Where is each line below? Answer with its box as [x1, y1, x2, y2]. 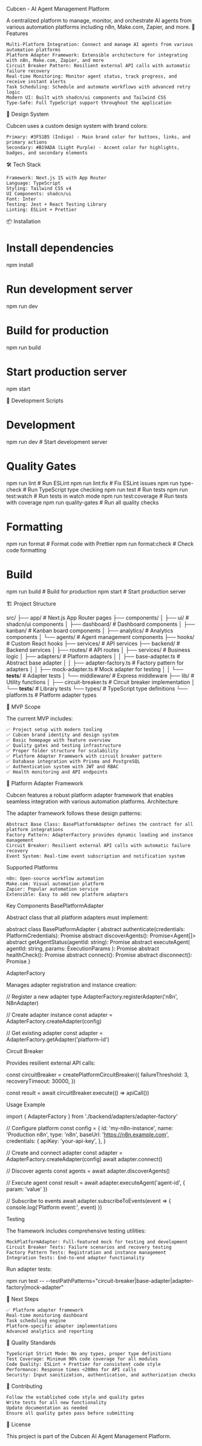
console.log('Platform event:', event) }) [6, 1203, 103, 1211]
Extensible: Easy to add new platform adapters [6, 891, 129, 897]
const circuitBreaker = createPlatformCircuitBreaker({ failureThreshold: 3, [6, 1071, 189, 1078]
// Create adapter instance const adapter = [6, 1011, 113, 1018]
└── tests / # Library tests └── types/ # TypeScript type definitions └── [6, 685, 188, 692]
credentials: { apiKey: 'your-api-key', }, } [6, 1137, 106, 1145]
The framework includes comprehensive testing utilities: [6, 1227, 146, 1234]
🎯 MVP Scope [6, 703, 41, 710]
